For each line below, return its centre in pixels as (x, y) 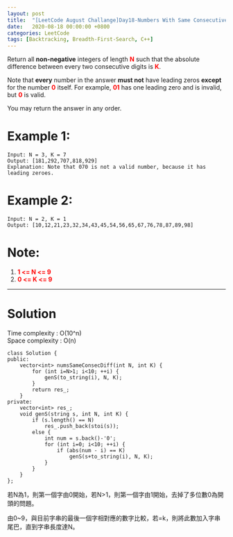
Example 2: (40, 200)
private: (20, 402)
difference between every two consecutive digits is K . (84, 67)
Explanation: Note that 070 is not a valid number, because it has (107, 167)
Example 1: (39, 137)
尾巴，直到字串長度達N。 (43, 527)
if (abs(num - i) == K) (91, 450)
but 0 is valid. (27, 95)
